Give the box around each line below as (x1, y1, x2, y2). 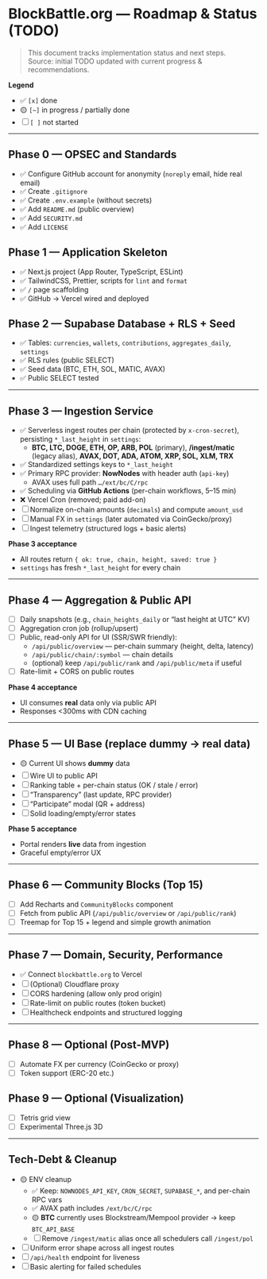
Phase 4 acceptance (8, 682, 78, 692)
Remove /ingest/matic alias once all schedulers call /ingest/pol (41, 1233, 254, 1243)
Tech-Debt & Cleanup (8, 1153, 118, 1166)
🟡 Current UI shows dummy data (19, 759, 130, 768)
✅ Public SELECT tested (19, 373, 99, 383)
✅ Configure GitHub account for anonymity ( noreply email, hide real (19, 168, 242, 179)
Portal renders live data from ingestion (19, 840, 147, 849)
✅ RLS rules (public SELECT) (19, 355, 115, 365)
